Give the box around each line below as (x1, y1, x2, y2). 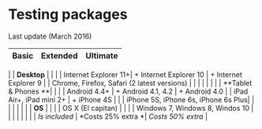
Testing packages (8, 6, 128, 24)
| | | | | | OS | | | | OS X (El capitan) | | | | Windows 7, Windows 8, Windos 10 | (8, 103, 254, 112)
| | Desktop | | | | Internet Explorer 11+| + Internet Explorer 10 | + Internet (8, 69, 242, 79)
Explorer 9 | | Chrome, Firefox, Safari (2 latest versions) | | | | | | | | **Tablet (8, 78, 253, 87)
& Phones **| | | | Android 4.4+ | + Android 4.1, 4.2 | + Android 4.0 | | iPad (8, 87, 249, 96)
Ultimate (85, 50, 118, 61)
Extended (40, 50, 78, 61)
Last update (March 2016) (8, 31, 92, 41)
